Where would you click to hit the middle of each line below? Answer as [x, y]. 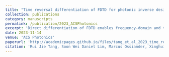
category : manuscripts [29, 19]
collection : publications [32, 14]
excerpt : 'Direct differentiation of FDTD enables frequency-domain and [83, 28]
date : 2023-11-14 [23, 33]
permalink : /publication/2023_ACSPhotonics [52, 24]
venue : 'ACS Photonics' [30, 38]
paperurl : [16, 42]
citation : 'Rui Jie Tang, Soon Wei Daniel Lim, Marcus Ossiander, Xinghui [85, 47]
